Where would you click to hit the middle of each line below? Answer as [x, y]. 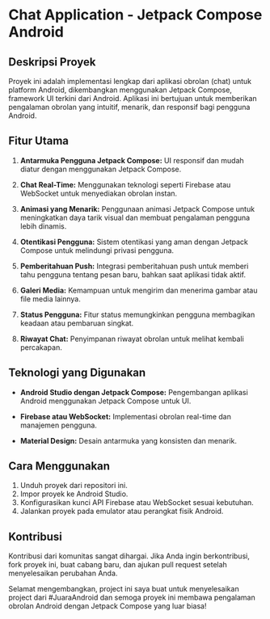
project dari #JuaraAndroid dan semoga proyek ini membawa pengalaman [132, 598]
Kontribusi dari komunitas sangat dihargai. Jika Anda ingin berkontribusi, [129, 556]
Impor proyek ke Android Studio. [74, 494]
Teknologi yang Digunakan [77, 373]
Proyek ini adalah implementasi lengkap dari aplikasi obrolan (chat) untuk [130, 81]
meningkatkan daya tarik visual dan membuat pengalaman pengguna [135, 217]
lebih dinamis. [43, 226]
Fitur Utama [39, 141]
